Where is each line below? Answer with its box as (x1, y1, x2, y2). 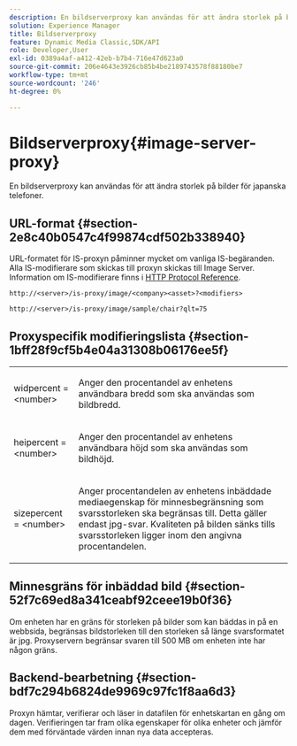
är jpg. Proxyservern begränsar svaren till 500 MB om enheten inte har (9, 634, 266, 646)
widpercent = (13, 382, 69, 395)
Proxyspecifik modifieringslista (9, 328, 187, 343)
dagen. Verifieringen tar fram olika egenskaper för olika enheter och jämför (9, 717, 283, 727)
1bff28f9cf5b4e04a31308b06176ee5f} (9, 342, 230, 358)
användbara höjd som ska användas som (78, 442, 248, 454)
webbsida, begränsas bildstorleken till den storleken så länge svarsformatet (9, 626, 285, 636)
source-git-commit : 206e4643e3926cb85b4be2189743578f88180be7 (9, 63, 243, 72)
